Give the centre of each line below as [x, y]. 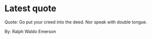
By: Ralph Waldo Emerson [30, 31]
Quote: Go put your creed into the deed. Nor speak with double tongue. [76, 22]
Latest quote [31, 9]
